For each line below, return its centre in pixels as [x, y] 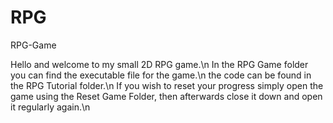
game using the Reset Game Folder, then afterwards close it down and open [166, 96]
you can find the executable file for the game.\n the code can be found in [161, 75]
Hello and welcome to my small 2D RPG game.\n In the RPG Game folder [159, 64]
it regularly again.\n [50, 107]
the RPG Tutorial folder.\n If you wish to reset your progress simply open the [167, 85]
